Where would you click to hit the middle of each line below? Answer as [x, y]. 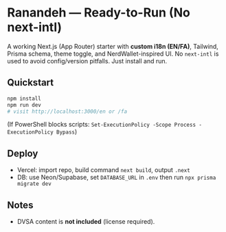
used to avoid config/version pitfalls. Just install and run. [87, 61]
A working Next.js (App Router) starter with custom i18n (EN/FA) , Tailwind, [113, 46]
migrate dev [34, 184]
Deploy [23, 153]
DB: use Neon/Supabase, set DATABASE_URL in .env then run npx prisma [116, 178]
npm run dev [24, 105]
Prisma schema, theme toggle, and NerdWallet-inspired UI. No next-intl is [113, 54]
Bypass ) [67, 131]
